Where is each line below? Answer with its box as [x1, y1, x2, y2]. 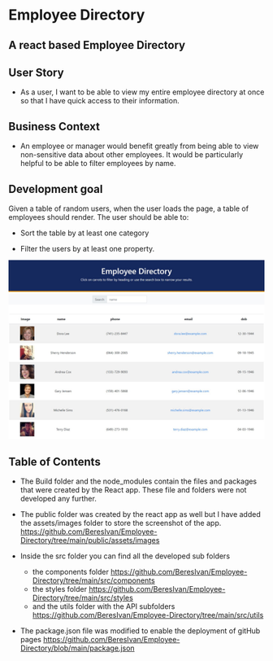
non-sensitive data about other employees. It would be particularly [19, 150, 244, 160]
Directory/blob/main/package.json [19, 643, 136, 653]
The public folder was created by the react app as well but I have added [19, 510, 262, 519]
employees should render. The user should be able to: [8, 212, 189, 222]
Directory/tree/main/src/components [32, 576, 156, 585]
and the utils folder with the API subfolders [32, 602, 175, 611]
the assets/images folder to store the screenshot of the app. [19, 519, 222, 528]
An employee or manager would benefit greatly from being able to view [19, 141, 259, 151]
